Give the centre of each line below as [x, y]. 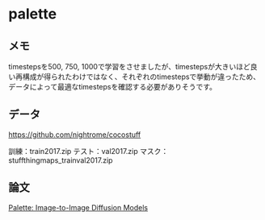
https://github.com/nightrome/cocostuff [75, 135]
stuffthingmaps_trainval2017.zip [61, 160]
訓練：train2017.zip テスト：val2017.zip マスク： [88, 151]
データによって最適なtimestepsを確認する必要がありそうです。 [112, 87]
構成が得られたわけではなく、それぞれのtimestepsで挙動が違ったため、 [141, 77]
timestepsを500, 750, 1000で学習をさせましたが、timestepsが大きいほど [129, 66]
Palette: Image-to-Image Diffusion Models [78, 207]
